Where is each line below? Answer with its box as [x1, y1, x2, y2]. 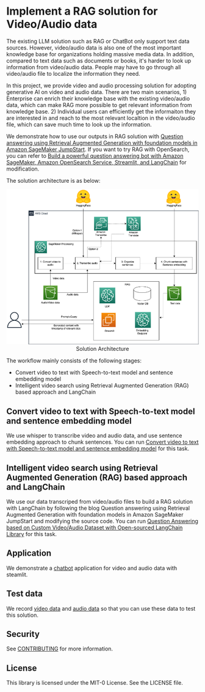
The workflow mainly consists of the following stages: [6, 357, 142, 364]
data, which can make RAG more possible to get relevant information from [6, 101, 192, 108]
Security [6, 629, 40, 639]
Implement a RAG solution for [6, 4, 158, 18]
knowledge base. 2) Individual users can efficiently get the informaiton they [6, 108, 196, 115]
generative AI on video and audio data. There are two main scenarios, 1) [6, 88, 187, 95]
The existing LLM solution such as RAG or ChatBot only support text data [6, 37, 190, 45]
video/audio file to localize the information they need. [6, 70, 140, 77]
